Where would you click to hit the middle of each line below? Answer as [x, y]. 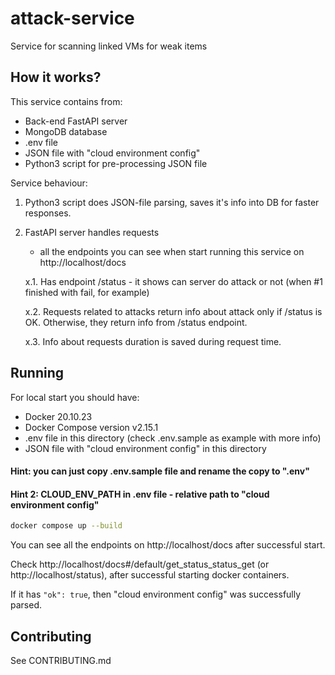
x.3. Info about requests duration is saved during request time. [153, 341]
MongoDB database [66, 131]
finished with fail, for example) [87, 292]
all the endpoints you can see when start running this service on [172, 251]
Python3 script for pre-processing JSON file [116, 163]
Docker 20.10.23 [58, 416]
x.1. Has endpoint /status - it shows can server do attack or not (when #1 [173, 281]
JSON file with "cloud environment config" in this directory [145, 448]
